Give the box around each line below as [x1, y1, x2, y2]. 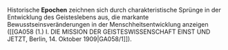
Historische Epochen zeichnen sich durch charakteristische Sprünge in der [7, 6, 221, 14]
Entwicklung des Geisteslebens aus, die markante [7, 13, 149, 21]
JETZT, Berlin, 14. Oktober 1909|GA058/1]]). [7, 35, 133, 43]
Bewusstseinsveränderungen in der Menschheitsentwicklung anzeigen [7, 21, 209, 28]
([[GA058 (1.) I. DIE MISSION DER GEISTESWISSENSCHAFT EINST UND [7, 27, 211, 36]
